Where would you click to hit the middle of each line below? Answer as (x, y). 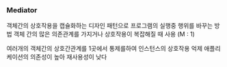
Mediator (22, 10)
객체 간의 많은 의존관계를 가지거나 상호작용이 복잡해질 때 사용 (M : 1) (104, 34)
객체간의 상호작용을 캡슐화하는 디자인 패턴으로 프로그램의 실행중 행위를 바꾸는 (110, 26)
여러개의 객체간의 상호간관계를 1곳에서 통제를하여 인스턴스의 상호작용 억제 (105, 49)
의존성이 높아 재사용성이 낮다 (68, 57)
